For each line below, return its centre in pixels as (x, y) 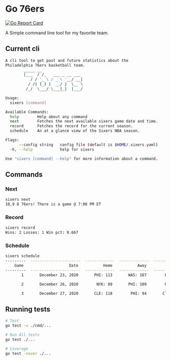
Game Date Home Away (80, 266)
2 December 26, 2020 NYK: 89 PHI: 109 (84, 284)
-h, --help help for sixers (52, 149)
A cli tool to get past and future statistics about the (67, 61)
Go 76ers (25, 9)
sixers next (18, 200)
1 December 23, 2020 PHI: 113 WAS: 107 (84, 275)
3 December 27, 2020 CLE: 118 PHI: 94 (84, 293)
